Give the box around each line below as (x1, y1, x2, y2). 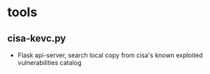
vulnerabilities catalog (17, 58, 82, 67)
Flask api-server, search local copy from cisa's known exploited (17, 51, 203, 59)
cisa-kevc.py (7, 32, 66, 44)
